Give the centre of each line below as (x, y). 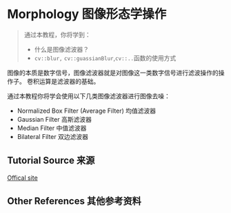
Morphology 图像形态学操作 (87, 14)
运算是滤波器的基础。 (69, 81)
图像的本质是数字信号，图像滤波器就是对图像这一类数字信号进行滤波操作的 (113, 73)
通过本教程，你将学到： (57, 35)
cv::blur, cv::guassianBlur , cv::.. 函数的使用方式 (105, 58)
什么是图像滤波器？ (62, 49)
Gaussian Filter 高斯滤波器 (54, 119)
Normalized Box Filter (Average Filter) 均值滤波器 (87, 111)
